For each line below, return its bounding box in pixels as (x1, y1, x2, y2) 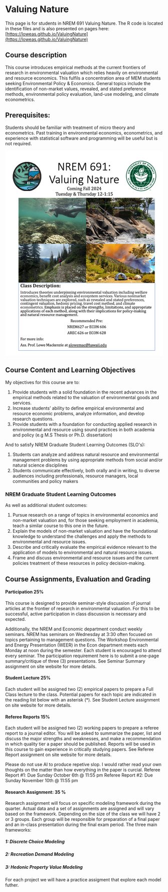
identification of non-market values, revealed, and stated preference (5, 86, 146, 92)
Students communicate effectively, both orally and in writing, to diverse (12, 467, 160, 473)
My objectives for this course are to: (5, 379, 80, 385)
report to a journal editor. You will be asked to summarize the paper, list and (5, 730, 161, 736)
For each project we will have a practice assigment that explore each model (5, 877, 161, 883)
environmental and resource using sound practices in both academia (12, 426, 154, 432)
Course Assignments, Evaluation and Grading (5, 575, 151, 583)
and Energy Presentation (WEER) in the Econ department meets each (5, 642, 148, 648)
